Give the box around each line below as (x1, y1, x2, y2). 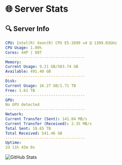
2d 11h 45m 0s (5, 145, 36, 150)
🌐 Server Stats (5, 3, 69, 15)
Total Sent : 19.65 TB (5, 126, 51, 131)
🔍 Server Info (5, 24, 50, 33)
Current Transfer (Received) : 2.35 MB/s (5, 121, 93, 126)
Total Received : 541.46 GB (5, 131, 63, 136)
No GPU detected (5, 102, 40, 107)
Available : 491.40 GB (5, 69, 51, 74)
